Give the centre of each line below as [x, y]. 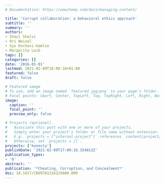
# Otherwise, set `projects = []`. [44, 141]
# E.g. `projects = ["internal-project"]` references [63, 136]
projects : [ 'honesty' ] [28, 146]
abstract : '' [18, 164]
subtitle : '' [18, 23]
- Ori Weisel [18, 41]
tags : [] [14, 55]
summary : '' [17, 27]
